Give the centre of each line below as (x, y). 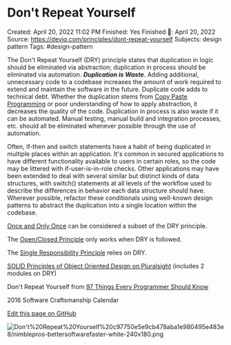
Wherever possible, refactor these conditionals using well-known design (110, 197)
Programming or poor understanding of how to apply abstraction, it (102, 103)
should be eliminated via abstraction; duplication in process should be (107, 67)
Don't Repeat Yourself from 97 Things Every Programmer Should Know (108, 286)
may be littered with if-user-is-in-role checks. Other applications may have (113, 168)
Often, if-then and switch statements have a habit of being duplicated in (109, 146)
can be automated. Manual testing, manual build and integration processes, (114, 118)
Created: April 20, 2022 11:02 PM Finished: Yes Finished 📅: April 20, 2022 (111, 32)
